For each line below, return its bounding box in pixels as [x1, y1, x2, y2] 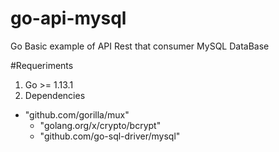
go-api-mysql [10, 7, 127, 30]
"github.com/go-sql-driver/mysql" [39, 130, 181, 142]
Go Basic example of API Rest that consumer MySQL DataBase [10, 40, 270, 52]
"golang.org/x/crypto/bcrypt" [39, 119, 162, 131]
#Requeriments [10, 59, 74, 71]
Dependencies [24, 89, 86, 101]
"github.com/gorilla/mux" [24, 108, 130, 121]
